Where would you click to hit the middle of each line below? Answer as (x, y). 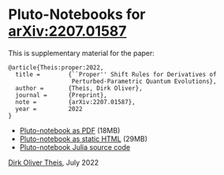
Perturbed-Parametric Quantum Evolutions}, (144, 81)
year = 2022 (49, 109)
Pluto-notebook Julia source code (75, 147)
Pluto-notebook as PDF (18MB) (70, 130)
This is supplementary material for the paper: (82, 53)
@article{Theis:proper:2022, (56, 67)
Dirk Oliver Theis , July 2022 (54, 162)
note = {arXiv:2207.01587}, (75, 102)
